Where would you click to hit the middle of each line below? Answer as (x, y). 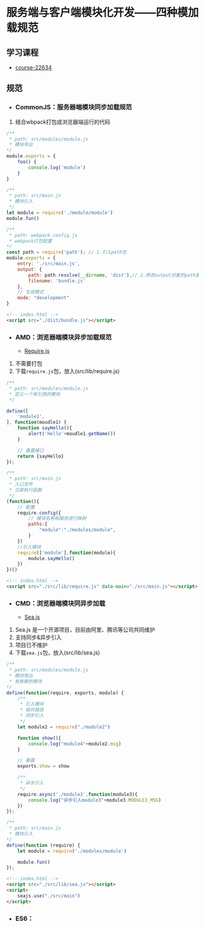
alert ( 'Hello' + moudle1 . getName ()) (72, 434)
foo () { (27, 162)
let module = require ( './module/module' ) (60, 213)
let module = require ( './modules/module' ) (72, 851)
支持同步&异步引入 (38, 637)
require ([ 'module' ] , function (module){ (67, 553)
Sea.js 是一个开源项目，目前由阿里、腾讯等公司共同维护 (85, 630)
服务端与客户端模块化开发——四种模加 (103, 13)
